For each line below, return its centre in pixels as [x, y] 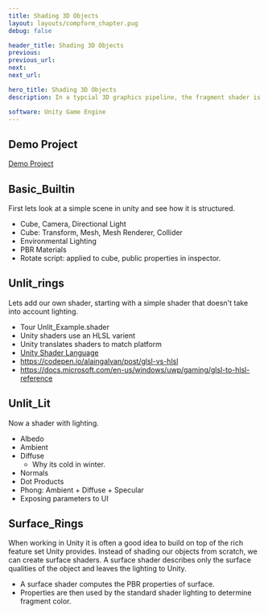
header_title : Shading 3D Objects [66, 45]
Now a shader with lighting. [54, 422]
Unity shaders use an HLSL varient [77, 336]
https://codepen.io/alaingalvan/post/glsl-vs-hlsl [99, 361]
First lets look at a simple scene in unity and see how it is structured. [122, 208]
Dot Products [42, 481]
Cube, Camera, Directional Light [73, 224]
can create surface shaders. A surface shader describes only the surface [130, 560]
